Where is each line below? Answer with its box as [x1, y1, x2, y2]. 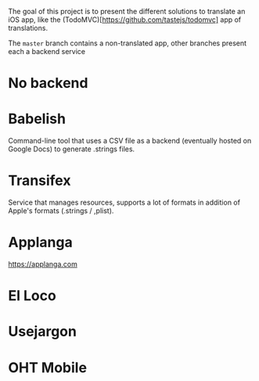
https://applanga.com [8, 259, 78, 269]
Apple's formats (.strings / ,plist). [8, 206, 114, 216]
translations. [8, 24, 49, 32]
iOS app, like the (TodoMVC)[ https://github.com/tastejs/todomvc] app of [8, 15, 242, 24]
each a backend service [8, 47, 86, 56]
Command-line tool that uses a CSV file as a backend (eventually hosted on [8, 136, 252, 146]
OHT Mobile [8, 358, 88, 376]
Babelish [8, 110, 67, 128]
